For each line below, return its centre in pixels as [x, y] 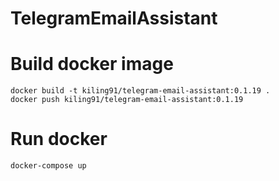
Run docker [59, 139]
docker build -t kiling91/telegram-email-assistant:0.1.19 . [140, 91]
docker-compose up [48, 166]
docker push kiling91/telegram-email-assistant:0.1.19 [127, 100]
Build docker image [92, 64]
